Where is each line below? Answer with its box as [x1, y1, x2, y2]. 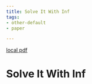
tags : [6, 14, 19, 20]
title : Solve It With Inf [6, 8, 70, 15]
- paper [6, 25, 25, 31]
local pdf [6, 47, 28, 54]
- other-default [6, 20, 46, 25]
